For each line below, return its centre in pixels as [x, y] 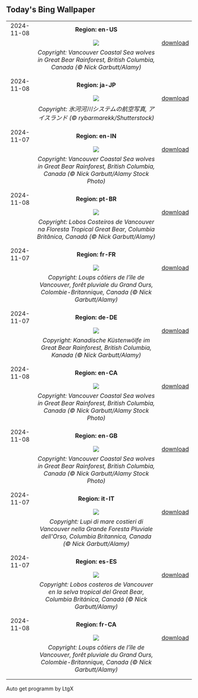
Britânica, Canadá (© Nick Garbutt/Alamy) [96, 236]
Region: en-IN [96, 136]
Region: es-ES [96, 561]
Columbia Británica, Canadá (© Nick [96, 599]
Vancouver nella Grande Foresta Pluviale [96, 529]
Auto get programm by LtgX [40, 689]
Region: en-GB [96, 436]
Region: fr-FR [96, 254]
